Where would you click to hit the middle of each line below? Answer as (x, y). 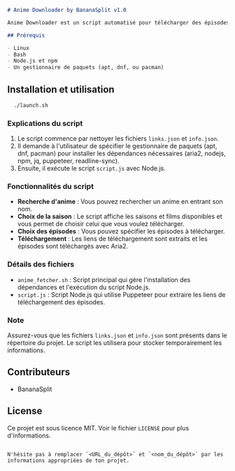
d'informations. (29, 435)
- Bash (17, 55)
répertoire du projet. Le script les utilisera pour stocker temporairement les (115, 343)
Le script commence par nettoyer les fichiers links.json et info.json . (118, 139)
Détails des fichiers (41, 265)
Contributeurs (39, 372)
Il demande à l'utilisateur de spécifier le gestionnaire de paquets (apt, (117, 146)
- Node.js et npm (33, 61)
